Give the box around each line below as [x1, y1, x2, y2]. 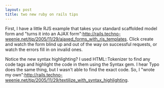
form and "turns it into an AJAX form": [5, 31, 83, 37]
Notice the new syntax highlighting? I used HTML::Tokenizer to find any [5, 56, 151, 62]
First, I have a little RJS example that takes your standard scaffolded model [5, 25, 157, 31]
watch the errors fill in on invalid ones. [5, 46, 83, 52]
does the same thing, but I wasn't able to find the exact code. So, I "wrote [5, 66, 155, 72]
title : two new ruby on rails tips [5, 12, 79, 17]
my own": [5, 72, 25, 78]
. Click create [126, 36, 154, 42]
